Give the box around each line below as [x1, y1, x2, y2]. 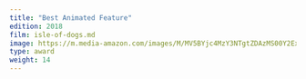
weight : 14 [9, 55, 51, 64]
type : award [9, 47, 55, 56]
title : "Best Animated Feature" [9, 13, 132, 23]
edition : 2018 [9, 22, 64, 31]
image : [9, 38, 35, 48]
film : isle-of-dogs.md [9, 30, 96, 39]
